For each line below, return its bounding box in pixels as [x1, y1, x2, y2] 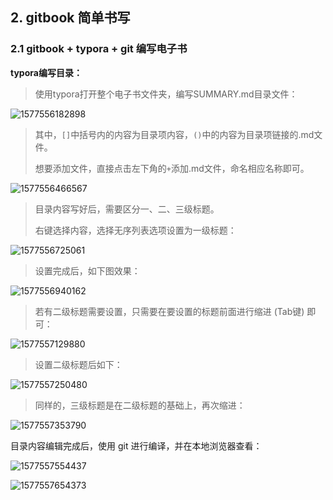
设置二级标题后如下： [34, 358, 123, 370]
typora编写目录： [10, 66, 83, 78]
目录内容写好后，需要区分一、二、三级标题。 [34, 203, 220, 215]
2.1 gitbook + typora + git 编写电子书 [10, 42, 188, 56]
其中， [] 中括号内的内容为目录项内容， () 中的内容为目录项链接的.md [34, 128, 315, 140]
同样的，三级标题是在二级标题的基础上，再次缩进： [34, 399, 246, 411]
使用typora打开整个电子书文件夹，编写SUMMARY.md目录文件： [34, 88, 298, 100]
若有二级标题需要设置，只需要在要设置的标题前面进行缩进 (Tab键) [34, 305, 305, 317]
